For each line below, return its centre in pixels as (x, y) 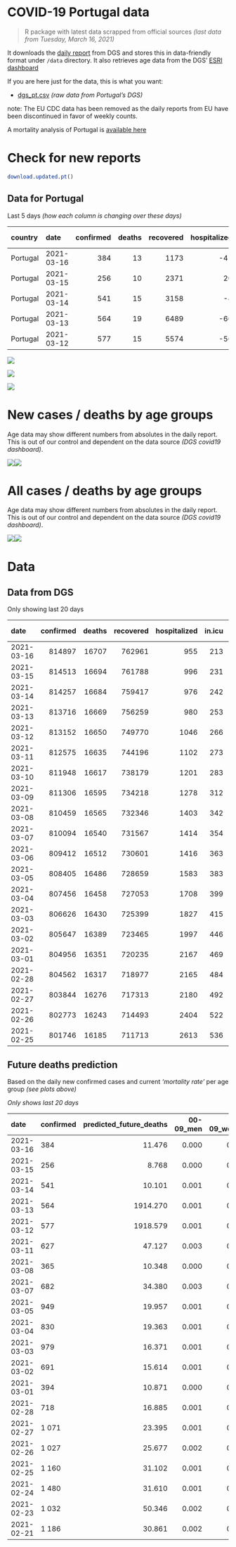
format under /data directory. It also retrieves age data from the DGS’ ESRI (115, 60)
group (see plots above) (42, 1089)
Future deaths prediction (63, 1065)
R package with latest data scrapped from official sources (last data (123, 32)
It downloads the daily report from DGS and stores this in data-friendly (109, 53)
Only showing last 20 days (46, 609)
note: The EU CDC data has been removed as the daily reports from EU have (118, 108)
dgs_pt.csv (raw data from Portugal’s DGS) (80, 95)
